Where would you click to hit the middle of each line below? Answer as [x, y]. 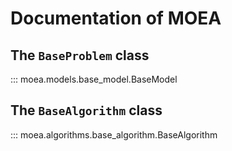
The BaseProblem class [80, 55]
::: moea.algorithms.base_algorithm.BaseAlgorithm [114, 134]
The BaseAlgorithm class [86, 110]
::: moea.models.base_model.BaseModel [94, 79]
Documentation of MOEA [116, 18]
